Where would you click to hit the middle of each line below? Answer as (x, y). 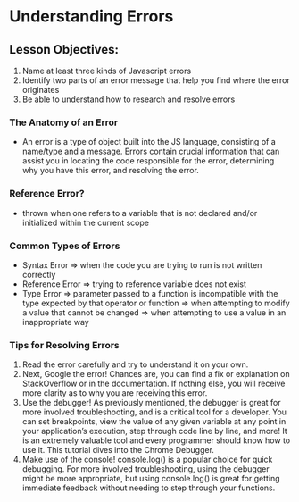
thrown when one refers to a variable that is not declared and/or (140, 213)
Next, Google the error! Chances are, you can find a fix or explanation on (156, 374)
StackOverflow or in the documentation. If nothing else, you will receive (154, 384)
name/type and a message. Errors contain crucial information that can (151, 151)
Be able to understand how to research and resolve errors (129, 99)
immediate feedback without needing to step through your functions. (149, 488)
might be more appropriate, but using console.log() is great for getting (151, 479)
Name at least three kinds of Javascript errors (107, 71)
